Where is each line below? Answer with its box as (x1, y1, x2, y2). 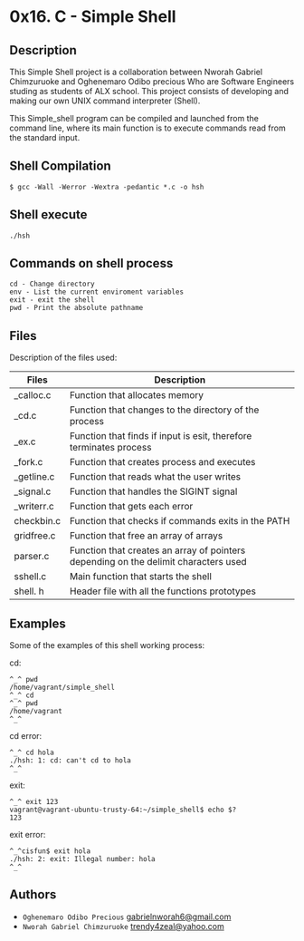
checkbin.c (14, 515, 62, 528)
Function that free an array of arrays (69, 529, 223, 542)
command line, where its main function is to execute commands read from (9, 122, 287, 133)
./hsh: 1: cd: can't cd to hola (9, 756, 131, 765)
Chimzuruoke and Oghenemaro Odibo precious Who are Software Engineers (9, 76, 295, 87)
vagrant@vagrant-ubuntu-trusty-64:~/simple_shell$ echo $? (9, 805, 237, 815)
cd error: (9, 731, 43, 742)
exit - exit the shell (9, 296, 95, 305)
